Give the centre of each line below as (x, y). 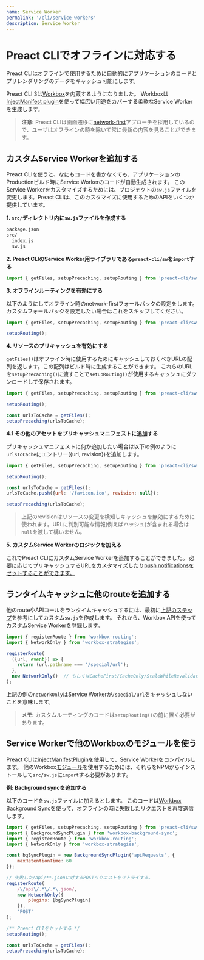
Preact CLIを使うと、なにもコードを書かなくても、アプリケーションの (93, 174)
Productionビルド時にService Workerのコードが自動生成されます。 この (96, 182)
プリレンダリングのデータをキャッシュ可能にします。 (73, 81)
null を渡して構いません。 (53, 532)
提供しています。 (27, 205)
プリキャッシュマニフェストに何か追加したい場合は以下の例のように (91, 446)
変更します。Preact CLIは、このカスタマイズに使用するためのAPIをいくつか (100, 197)
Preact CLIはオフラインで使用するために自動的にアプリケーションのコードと (102, 73)
